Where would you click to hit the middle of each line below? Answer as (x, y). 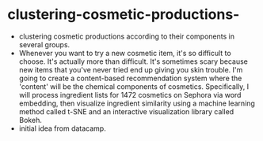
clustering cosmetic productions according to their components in (127, 36)
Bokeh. (30, 120)
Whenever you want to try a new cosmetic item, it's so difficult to (125, 53)
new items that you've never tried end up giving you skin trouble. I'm (131, 69)
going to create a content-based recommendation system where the (130, 78)
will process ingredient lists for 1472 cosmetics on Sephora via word (130, 95)
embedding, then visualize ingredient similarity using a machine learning (137, 103)
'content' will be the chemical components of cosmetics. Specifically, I (134, 86)
